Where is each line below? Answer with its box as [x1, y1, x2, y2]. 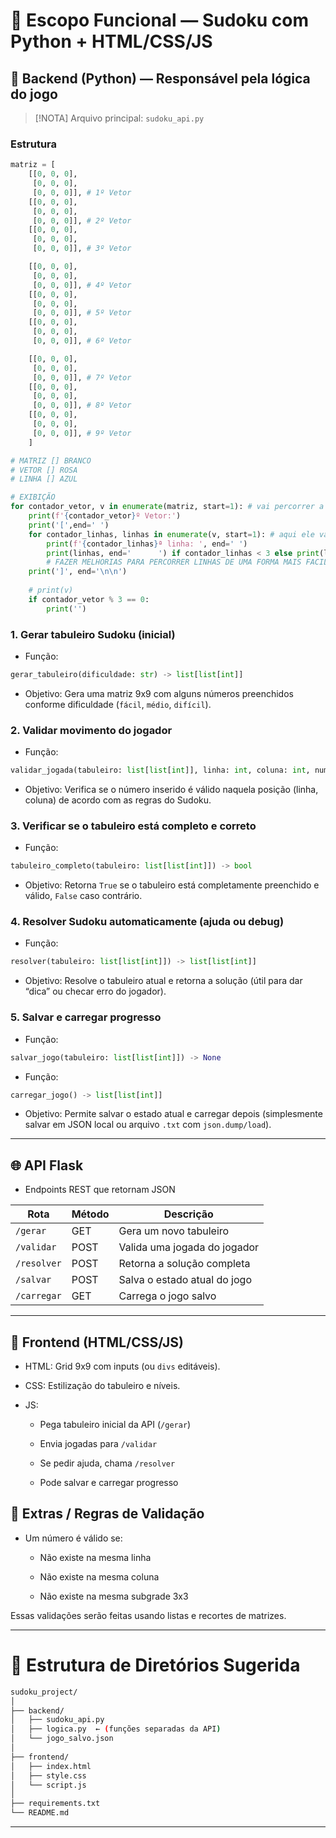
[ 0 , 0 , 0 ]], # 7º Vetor [32, 372, 132, 383]
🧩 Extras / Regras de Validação [10, 1505, 205, 1523]
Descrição [163, 1207, 214, 1221]
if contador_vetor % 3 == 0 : [28, 594, 150, 604]
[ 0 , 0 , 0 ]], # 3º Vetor [32, 244, 132, 254]
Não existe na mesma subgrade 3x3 [39, 1590, 189, 1602]
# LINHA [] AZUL [10, 474, 78, 484]
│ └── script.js [10, 1780, 87, 1790]
